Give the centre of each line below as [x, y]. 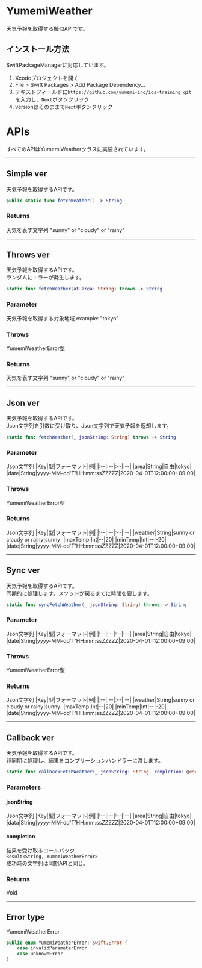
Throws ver [28, 255]
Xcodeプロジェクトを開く [47, 78]
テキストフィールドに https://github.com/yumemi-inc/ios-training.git [103, 92]
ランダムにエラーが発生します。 [46, 278]
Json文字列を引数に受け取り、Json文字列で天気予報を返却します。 [89, 426]
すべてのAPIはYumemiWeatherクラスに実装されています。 [78, 149]
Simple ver [27, 174]
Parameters [23, 787]
